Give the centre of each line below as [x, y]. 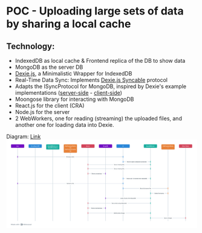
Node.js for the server [42, 112]
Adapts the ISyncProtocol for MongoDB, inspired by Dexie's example [100, 86]
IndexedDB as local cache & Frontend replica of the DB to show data [100, 61]
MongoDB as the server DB [49, 67]
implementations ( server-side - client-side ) [69, 93]
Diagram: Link [24, 136]
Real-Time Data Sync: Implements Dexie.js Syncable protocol [91, 80]
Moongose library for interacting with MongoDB [74, 99]
